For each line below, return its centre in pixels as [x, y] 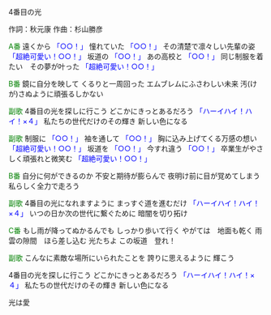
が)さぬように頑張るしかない [56, 94]
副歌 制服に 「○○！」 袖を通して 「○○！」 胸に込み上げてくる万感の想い [133, 138]
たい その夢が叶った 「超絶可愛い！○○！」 [84, 66]
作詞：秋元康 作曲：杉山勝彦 [56, 29]
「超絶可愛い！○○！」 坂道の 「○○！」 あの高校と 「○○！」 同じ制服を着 [136, 56]
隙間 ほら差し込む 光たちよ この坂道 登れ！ [99, 241]
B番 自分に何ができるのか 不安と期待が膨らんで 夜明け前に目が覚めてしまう [135, 176]
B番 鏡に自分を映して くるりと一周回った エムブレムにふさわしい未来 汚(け [133, 84]
